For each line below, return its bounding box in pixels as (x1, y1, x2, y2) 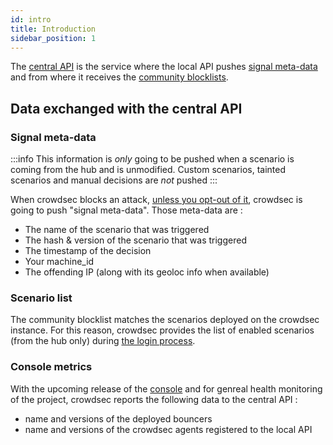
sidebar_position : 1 (10, 33, 97, 43)
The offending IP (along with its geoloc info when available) (24, 266, 270, 278)
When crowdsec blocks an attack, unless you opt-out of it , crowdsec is (10, 194, 303, 206)
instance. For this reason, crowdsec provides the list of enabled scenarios (10, 324, 315, 336)
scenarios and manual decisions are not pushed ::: (10, 174, 218, 186)
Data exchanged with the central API (10, 100, 243, 117)
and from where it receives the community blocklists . (10, 71, 229, 83)
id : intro (10, 14, 52, 25)
